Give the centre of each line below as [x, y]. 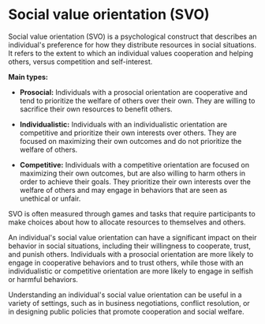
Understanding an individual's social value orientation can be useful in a [125, 295]
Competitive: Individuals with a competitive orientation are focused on [134, 164]
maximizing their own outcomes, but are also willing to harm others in [132, 173]
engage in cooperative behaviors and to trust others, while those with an [126, 262]
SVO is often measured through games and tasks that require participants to [132, 213]
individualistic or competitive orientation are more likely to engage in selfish [131, 271]
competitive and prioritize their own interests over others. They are [128, 133]
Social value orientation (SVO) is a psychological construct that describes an [132, 36]
